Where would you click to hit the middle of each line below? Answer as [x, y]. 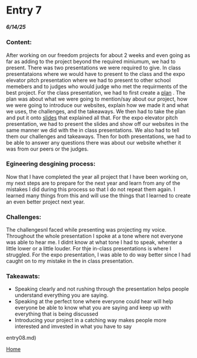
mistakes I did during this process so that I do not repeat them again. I [91, 189]
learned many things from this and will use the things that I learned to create [98, 195]
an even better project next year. [46, 202]
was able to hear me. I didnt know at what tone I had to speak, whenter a [94, 242]
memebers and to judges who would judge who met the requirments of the [97, 86]
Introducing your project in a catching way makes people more [90, 320]
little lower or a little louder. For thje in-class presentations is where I [89, 249]
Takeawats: [23, 276]
